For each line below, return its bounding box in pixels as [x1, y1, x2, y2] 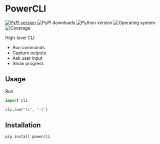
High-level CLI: [5, 35, 36, 41]
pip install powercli [5, 134, 50, 139]
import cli [5, 98, 28, 103]
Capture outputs [12, 50, 46, 56]
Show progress [12, 60, 44, 66]
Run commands [12, 44, 45, 50]
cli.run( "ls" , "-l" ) [5, 107, 48, 112]
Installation [5, 121, 41, 129]
